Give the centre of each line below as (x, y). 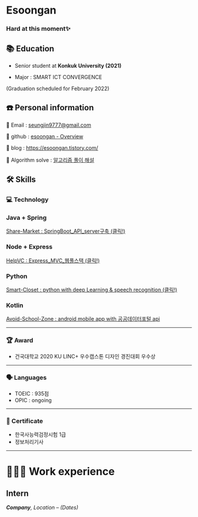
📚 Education (30, 49)
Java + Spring (27, 218)
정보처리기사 (29, 442)
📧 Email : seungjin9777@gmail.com (49, 125)
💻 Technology (27, 200)
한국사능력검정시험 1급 (40, 434)
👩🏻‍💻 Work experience (60, 472)
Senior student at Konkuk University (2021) (68, 65)
